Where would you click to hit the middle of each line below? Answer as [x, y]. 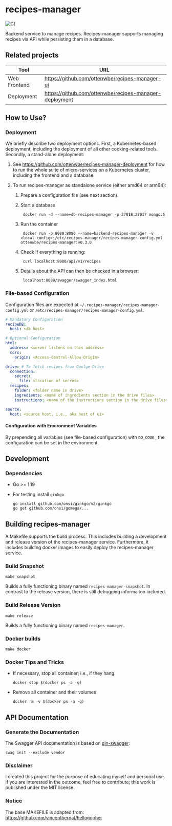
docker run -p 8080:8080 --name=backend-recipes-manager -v [88, 234]
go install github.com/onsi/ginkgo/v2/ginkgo [62, 504]
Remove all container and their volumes [54, 692]
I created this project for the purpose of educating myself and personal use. [85, 777]
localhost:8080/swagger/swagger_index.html [70, 280]
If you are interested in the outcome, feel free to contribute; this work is [80, 782]
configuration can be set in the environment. [52, 442]
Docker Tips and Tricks [35, 662]
